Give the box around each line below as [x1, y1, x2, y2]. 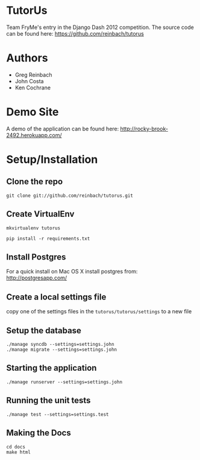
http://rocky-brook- [120, 125, 169, 132]
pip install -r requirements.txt [6, 235, 90, 241]
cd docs [6, 444, 26, 450]
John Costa [14, 77, 44, 85]
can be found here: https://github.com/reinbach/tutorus [6, 30, 145, 37]
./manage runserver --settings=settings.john [6, 379, 122, 385]
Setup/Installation [6, 153, 98, 166]
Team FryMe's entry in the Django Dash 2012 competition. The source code [6, 24, 194, 31]
